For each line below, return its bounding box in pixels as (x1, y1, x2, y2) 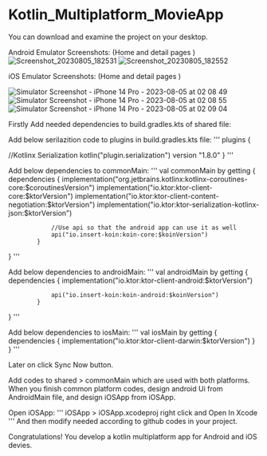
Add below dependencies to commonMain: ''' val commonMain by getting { (8, 165, 256, 175)
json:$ (8, 208, 29, 217)
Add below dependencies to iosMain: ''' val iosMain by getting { (8, 327, 218, 337)
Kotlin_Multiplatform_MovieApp (8, 6, 224, 24)
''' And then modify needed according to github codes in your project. (8, 416, 238, 426)
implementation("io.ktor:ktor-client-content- (74, 191, 219, 200)
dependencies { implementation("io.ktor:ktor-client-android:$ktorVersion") (8, 276, 253, 285)
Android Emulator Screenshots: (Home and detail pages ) (8, 47, 196, 57)
